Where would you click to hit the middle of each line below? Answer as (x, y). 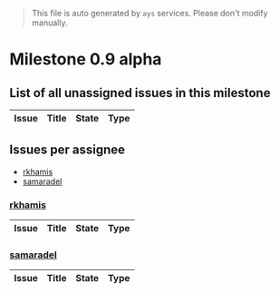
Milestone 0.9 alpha (86, 59)
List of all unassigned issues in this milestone (140, 93)
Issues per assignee (67, 150)
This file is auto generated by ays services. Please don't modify (150, 13)
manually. (49, 23)
